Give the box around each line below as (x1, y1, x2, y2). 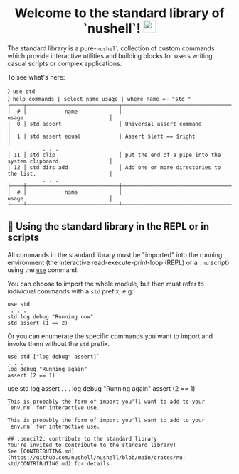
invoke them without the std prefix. (7, 339, 110, 348)
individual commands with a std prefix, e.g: (7, 286, 134, 296)
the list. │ (7, 170, 113, 177)
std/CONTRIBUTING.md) (7, 460, 72, 467)
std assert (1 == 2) (7, 319, 69, 326)
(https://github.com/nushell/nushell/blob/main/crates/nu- (7, 453, 186, 461)
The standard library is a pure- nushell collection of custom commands (7, 44, 215, 53)
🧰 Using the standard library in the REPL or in (7, 220, 210, 232)
